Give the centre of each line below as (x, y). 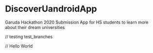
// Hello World (19, 46)
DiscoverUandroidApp (51, 9)
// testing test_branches (29, 37)
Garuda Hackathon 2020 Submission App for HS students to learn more (77, 22)
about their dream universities (35, 27)
